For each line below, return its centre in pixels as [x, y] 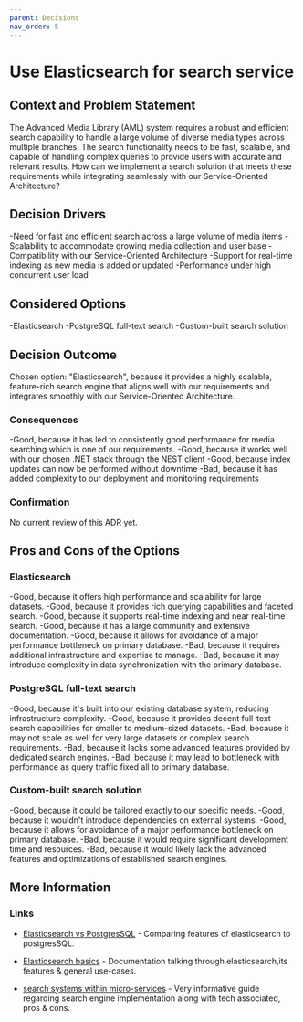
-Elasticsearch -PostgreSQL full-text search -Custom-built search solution [149, 326]
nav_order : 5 [34, 27]
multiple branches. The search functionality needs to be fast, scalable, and [150, 146]
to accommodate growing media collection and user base [158, 246]
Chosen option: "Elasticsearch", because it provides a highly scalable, [141, 377]
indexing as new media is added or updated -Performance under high [141, 265]
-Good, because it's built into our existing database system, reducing [139, 708]
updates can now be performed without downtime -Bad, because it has [144, 469]
